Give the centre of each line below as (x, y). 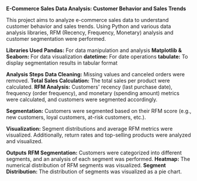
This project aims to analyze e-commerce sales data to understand (88, 20)
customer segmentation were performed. (56, 39)
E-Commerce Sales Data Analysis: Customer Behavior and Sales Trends (96, 9)
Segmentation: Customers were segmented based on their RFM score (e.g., (99, 111)
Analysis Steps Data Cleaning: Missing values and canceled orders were (96, 74)
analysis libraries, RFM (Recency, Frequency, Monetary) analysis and (90, 33)
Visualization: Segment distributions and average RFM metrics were (89, 129)
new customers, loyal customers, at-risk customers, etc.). (76, 117)
